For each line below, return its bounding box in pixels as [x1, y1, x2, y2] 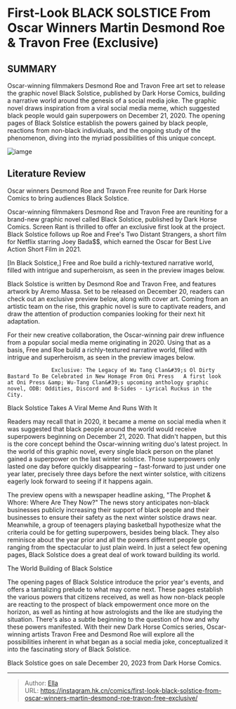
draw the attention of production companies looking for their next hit [7, 309, 206, 318]
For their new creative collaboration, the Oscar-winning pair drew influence [7, 331, 225, 339]
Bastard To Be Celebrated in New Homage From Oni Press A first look [7, 373, 221, 380]
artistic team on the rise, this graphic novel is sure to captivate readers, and [7, 302, 226, 310]
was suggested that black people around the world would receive [7, 424, 197, 433]
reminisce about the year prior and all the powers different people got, [7, 535, 211, 544]
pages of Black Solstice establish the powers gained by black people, [7, 119, 209, 127]
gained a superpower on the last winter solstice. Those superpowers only [7, 454, 220, 463]
